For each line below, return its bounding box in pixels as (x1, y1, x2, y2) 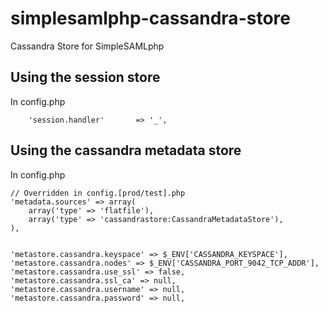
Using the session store (10, 69, 161, 86)
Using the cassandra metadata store (10, 142, 242, 159)
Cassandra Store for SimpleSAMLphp (10, 40, 165, 52)
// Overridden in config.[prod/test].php (10, 188, 186, 198)
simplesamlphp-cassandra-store (10, 7, 291, 30)
